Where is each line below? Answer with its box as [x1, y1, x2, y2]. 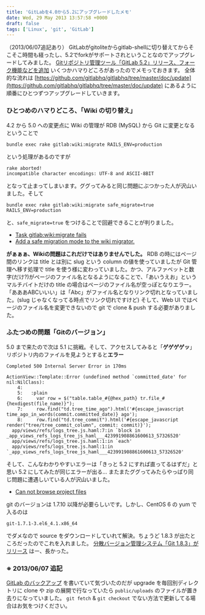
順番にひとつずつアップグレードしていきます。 [6, 89, 123, 97]
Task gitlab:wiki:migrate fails [15, 231, 87, 238]
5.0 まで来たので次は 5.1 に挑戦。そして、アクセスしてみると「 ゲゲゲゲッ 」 [6, 343, 195, 350]
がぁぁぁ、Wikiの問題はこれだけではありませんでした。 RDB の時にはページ [6, 250, 197, 257]
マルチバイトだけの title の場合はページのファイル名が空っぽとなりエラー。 [6, 281, 195, 288]
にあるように [164, 82, 197, 89]
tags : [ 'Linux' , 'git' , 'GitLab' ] [6, 26, 95, 32]
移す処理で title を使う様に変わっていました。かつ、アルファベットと [16, 265, 189, 273]
